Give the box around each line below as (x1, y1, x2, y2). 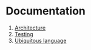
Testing (14, 30, 34, 37)
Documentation (5, 4, 86, 18)
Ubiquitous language (14, 37, 67, 44)
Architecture (14, 24, 46, 31)
